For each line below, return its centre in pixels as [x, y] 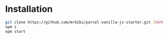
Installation [29, 9]
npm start [15, 31]
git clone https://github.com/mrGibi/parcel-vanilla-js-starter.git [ [80, 22]
